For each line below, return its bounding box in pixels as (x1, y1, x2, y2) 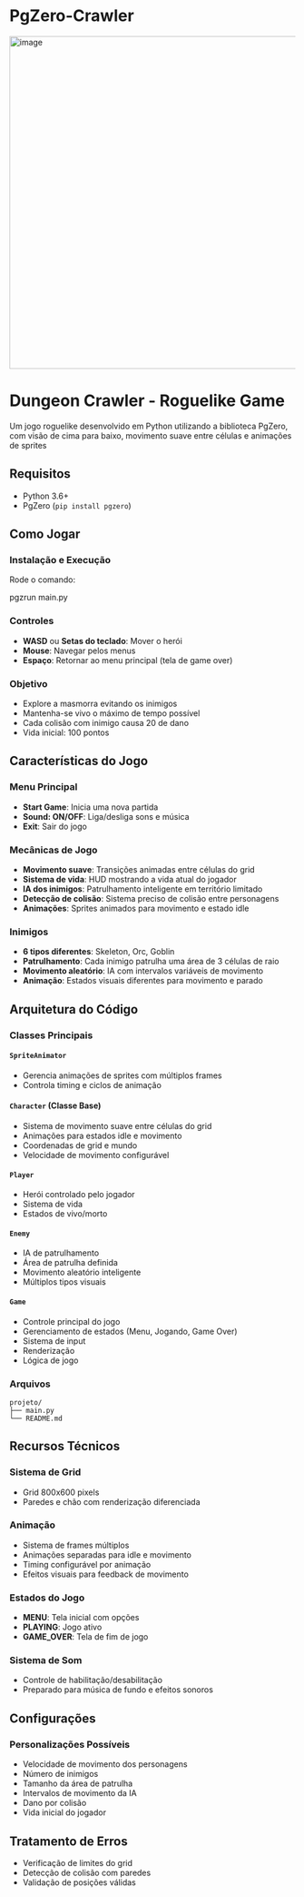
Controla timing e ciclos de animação (22, 1079, 162, 1090)
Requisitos (9, 466, 71, 482)
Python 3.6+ (22, 490, 70, 501)
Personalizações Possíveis (9, 1738, 131, 1751)
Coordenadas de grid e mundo (22, 1139, 138, 1151)
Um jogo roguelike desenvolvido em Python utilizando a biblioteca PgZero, (9, 420, 289, 431)
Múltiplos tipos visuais (22, 1276, 106, 1287)
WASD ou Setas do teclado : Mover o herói (22, 635, 183, 646)
